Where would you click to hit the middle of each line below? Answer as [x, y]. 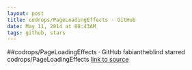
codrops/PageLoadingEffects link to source [68, 60]
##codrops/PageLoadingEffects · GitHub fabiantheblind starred [96, 52]
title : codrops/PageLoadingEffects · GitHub [71, 20]
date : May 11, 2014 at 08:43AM [52, 26]
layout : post [26, 13]
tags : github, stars [37, 33]
